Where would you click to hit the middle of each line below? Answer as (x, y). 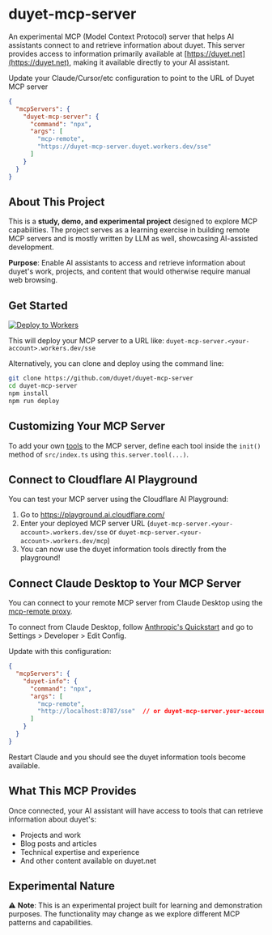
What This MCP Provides (72, 791)
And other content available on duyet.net (88, 861)
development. (31, 247)
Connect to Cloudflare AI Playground (103, 480)
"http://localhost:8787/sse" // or (99, 712)
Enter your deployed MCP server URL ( (85, 524)
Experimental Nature (62, 886)
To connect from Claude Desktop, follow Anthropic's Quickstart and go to (131, 627)
